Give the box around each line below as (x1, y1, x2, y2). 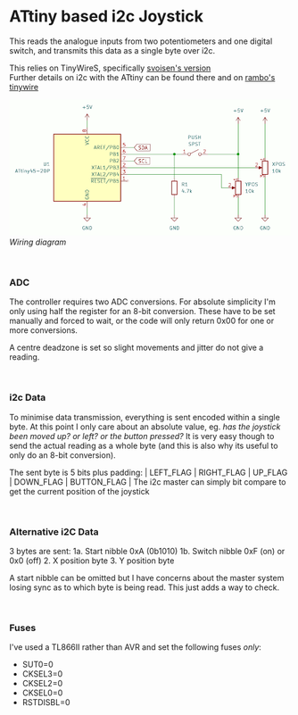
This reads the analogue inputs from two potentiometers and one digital (9, 36, 273, 46)
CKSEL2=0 (21, 678, 63, 689)
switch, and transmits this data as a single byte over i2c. (9, 45, 216, 55)
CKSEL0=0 (21, 687, 63, 698)
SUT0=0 (21, 659, 54, 670)
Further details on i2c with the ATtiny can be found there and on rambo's (9, 71, 276, 82)
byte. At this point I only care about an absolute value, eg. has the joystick (9, 421, 281, 432)
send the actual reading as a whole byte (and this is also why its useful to (9, 440, 278, 451)
